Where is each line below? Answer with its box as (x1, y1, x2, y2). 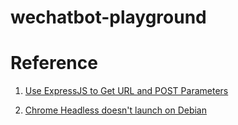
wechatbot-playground (10, 6, 207, 29)
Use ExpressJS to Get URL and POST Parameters (24, 85, 229, 97)
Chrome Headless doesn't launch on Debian (24, 104, 207, 116)
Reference (10, 52, 98, 75)
